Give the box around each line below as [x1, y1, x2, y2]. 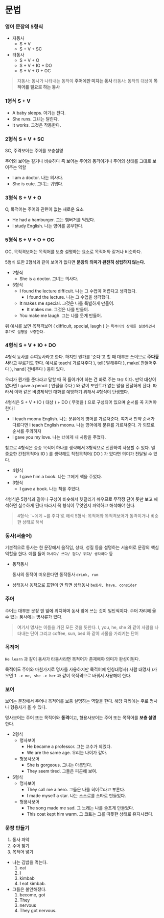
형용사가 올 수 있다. [10, 704, 47, 710]
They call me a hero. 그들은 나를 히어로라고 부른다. [26, 787, 126, 793]
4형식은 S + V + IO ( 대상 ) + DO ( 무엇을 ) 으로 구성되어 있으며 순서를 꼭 [5, 399, 144, 405]
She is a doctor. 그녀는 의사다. [19, 276, 78, 282]
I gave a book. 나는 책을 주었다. [19, 486, 81, 491]
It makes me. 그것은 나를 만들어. [26, 306, 90, 312]
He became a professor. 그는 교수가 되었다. [26, 744, 112, 749]
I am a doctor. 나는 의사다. [12, 175, 64, 181]
